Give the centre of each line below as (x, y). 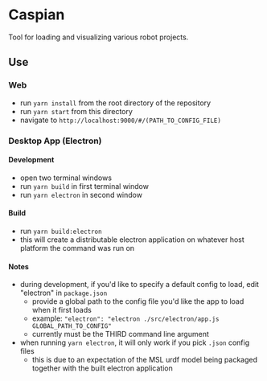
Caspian (37, 15)
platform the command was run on (77, 248)
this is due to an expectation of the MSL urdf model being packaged (145, 360)
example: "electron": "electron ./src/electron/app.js (125, 318)
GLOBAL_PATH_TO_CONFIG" (72, 326)
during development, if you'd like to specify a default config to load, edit (140, 285)
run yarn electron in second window (81, 195)
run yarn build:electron (61, 231)
